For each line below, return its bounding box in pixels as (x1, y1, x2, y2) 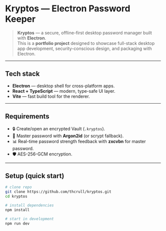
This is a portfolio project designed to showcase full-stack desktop (17, 40, 155, 46)
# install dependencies (5, 203, 54, 208)
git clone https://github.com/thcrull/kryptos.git (5, 190, 112, 194)
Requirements (5, 112, 49, 121)
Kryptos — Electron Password (5, 3, 130, 14)
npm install (5, 207, 30, 212)
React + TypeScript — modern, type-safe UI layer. (12, 88, 116, 94)
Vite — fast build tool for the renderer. (12, 93, 90, 99)
